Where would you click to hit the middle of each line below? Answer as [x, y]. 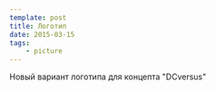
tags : [20, 43]
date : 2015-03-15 [42, 34]
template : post [38, 18]
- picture [44, 51]
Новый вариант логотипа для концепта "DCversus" [108, 77]
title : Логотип [38, 26]
